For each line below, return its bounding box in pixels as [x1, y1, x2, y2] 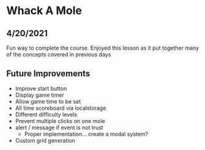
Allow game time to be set [15, 97, 81, 105]
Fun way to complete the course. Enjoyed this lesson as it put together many [6, 44, 199, 51]
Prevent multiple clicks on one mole [15, 117, 105, 124]
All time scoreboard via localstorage [15, 104, 106, 111]
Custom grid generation [15, 137, 75, 144]
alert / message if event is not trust [15, 124, 103, 131]
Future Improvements [6, 69, 91, 79]
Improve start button [15, 84, 67, 92]
